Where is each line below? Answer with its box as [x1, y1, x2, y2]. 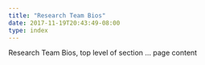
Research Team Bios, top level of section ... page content [8, 48, 198, 58]
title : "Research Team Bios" [8, 11, 106, 20]
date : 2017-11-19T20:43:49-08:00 [8, 19, 121, 27]
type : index [8, 26, 48, 34]
